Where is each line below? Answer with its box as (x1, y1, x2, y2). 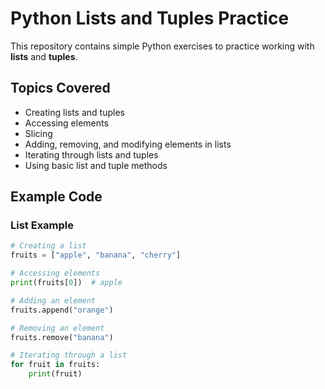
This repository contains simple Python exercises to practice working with (10, 40, 315, 52)
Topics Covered (10, 80, 111, 97)
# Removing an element (10, 323, 105, 333)
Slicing (24, 127, 53, 139)
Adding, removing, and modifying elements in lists (24, 138, 232, 150)
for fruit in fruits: (10, 360, 101, 370)
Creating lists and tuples (24, 106, 125, 118)
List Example (10, 218, 75, 232)
